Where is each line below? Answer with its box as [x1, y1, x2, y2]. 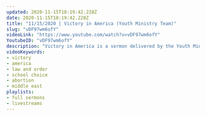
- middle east [6, 83, 43, 90]
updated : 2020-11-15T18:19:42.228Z [6, 9, 97, 15]
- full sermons [6, 95, 45, 101]
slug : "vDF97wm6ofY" [6, 26, 59, 33]
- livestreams [6, 100, 43, 106]
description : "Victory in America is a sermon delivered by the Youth [6, 44, 191, 50]
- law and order [6, 66, 48, 72]
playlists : [6, 89, 34, 95]
